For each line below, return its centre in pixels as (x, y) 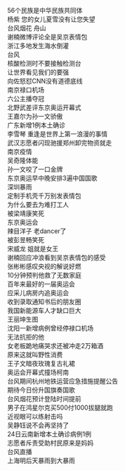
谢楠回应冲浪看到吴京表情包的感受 (57, 257)
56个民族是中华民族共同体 (45, 10)
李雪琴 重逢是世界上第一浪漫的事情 (57, 134)
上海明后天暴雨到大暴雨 (41, 460)
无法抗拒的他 (26, 337)
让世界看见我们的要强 (38, 72)
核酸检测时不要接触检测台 (44, 63)
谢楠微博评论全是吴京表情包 (47, 37)
